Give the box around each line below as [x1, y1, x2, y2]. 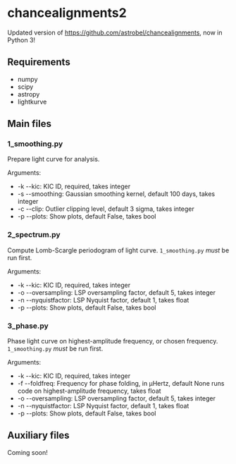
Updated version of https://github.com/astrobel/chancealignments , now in [7, 28, 223, 37]
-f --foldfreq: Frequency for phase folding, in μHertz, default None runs [17, 379, 225, 388]
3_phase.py [7, 321, 49, 331]
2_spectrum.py [7, 230, 61, 240]
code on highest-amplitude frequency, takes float [17, 386, 161, 396]
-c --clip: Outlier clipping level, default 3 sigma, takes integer [17, 204, 195, 213]
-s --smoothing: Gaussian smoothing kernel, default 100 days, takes [17, 190, 216, 198]
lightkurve [17, 97, 47, 106]
